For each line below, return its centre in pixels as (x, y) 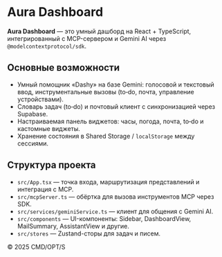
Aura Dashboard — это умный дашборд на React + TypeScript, (99, 31)
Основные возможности (63, 68)
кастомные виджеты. (49, 128)
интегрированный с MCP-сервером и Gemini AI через (87, 38)
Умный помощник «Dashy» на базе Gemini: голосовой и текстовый (115, 85)
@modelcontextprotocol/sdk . (47, 46)
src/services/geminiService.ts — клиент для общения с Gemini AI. (115, 211)
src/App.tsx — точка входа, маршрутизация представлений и (108, 181)
